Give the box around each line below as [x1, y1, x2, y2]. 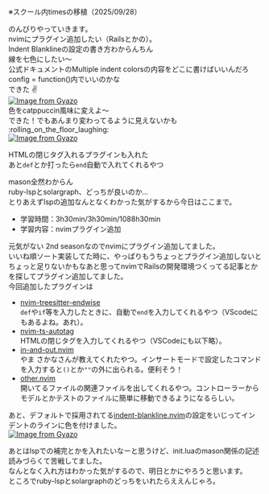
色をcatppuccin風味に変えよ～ [8, 105, 110, 115]
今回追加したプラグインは [8, 282, 93, 291]
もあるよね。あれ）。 [19, 317, 88, 327]
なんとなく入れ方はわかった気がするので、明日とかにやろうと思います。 [8, 466, 247, 475]
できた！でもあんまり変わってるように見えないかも [8, 116, 178, 125]
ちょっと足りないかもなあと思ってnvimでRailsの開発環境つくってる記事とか [8, 261, 259, 271]
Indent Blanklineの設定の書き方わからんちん [8, 44, 154, 54]
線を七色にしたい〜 [8, 55, 72, 64]
